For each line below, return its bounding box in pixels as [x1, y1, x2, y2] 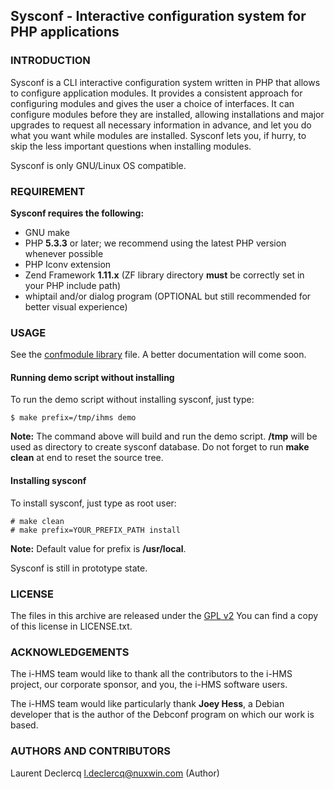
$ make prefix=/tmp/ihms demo [10, 413, 137, 423]
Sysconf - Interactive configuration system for [10, 8, 307, 25]
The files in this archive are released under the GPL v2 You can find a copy [10, 609, 319, 621]
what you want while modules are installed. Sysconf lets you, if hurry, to [10, 129, 307, 141]
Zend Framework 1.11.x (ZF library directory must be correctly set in [24, 269, 305, 281]
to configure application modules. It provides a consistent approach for [10, 87, 303, 99]
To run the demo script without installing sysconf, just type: [10, 394, 255, 406]
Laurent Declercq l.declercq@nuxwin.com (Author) [10, 767, 220, 779]
